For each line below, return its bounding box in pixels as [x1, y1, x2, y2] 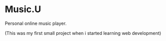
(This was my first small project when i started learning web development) [5, 30, 161, 36]
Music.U [5, 4, 42, 15]
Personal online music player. [5, 20, 67, 26]
